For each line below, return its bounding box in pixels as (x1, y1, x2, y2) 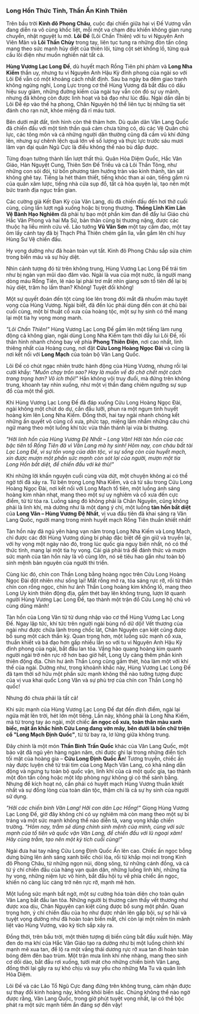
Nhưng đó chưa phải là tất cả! (6, 694, 79, 702)
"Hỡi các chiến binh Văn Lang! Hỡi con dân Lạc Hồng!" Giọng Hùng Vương (6, 804, 190, 811)
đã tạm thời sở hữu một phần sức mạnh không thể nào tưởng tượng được (6, 670, 183, 678)
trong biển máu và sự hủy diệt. (6, 254, 81, 261)
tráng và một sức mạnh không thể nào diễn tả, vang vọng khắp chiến (6, 817, 174, 824)
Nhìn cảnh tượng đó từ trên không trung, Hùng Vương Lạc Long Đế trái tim (6, 265, 187, 272)
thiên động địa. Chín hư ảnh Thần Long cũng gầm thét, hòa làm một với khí (6, 658, 188, 665)
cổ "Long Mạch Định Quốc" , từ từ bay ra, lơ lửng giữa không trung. (6, 731, 171, 738)
